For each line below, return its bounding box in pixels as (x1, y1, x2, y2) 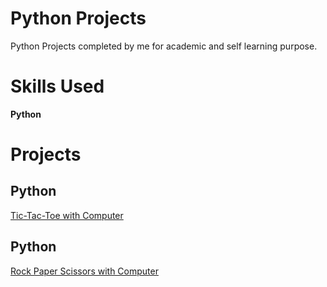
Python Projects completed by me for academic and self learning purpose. (10, 40, 318, 52)
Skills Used (10, 75, 105, 98)
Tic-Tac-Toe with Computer (10, 209, 124, 221)
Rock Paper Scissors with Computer (10, 265, 159, 277)
